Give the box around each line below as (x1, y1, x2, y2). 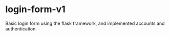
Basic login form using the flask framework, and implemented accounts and (5, 20, 165, 26)
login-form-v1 (5, 4, 66, 15)
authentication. (5, 25, 37, 31)
